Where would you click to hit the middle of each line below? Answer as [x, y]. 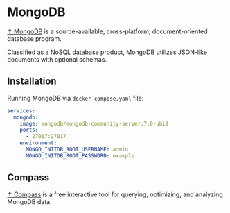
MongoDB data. [29, 201]
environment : [38, 143]
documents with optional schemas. [57, 59]
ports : [29, 130]
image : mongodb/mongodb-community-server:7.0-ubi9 [94, 123]
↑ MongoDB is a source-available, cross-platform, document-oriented [107, 31]
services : [21, 111]
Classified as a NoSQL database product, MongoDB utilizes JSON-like [107, 52]
